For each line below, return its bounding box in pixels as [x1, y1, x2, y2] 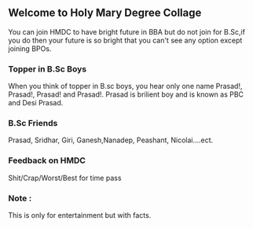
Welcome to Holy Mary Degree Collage [8, 6, 202, 20]
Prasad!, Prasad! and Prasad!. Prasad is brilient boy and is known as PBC [8, 90, 244, 99]
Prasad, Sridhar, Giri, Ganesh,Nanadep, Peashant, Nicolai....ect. [8, 135, 214, 145]
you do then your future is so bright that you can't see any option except [8, 35, 243, 45]
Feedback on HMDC [8, 155, 86, 166]
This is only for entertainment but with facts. [8, 211, 152, 219]
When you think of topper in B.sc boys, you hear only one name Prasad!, [8, 82, 243, 91]
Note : [8, 193, 32, 204]
